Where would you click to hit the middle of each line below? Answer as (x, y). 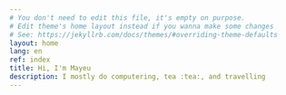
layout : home (34, 43)
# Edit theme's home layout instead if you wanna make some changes (142, 26)
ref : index (30, 60)
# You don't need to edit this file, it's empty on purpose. (128, 18)
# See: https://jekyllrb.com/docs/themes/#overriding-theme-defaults (144, 34)
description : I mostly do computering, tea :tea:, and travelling (138, 77)
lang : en (26, 52)
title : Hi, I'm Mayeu (50, 69)
